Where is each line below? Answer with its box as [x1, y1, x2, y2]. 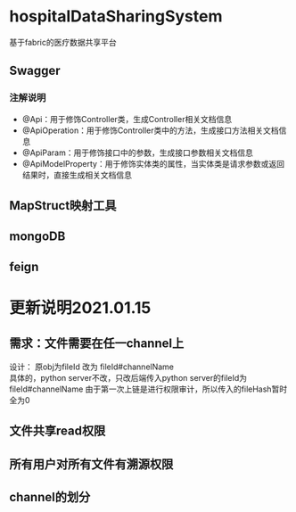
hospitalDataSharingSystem [9, 6, 223, 27]
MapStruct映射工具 [9, 198, 118, 213]
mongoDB [9, 229, 66, 244]
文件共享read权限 [9, 424, 106, 439]
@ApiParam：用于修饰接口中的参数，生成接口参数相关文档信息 [21, 147, 254, 158]
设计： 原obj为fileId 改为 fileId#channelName [9, 361, 175, 372]
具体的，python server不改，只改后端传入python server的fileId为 [9, 372, 248, 383]
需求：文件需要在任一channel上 [9, 336, 185, 351]
